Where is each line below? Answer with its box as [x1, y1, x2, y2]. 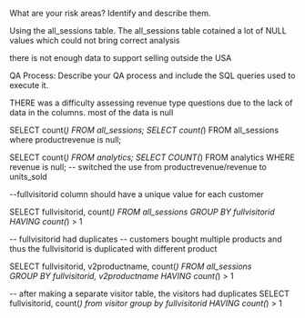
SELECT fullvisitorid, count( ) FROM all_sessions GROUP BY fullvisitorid [9, 206, 275, 217]
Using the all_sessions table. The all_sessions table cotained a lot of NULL [9, 25, 287, 35]
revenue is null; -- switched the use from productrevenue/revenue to [9, 162, 267, 172]
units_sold [9, 172, 47, 182]
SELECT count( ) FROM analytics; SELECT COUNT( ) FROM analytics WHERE [9, 152, 296, 163]
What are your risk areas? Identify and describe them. [9, 8, 211, 18]
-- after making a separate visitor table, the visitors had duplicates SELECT [9, 288, 290, 299]
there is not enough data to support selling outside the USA [9, 53, 232, 63]
